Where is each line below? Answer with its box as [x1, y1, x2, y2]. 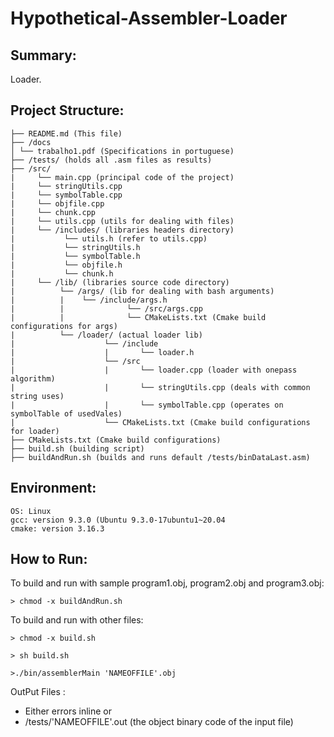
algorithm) [10, 373, 56, 384]
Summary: [10, 47, 77, 64]
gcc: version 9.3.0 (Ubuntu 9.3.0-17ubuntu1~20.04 [10, 515, 226, 525]
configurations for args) [10, 321, 118, 331]
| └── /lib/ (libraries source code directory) [10, 277, 230, 287]
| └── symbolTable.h [10, 251, 141, 261]
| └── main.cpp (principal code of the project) [10, 172, 235, 182]
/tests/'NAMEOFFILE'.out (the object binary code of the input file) [24, 716, 294, 728]
